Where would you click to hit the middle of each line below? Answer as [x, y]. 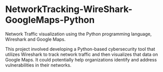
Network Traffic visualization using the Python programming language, [78, 34]
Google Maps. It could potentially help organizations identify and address [81, 59]
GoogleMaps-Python [50, 20]
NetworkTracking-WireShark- [69, 9]
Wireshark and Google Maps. [35, 39]
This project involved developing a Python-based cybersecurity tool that [80, 49]
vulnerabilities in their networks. [38, 65]
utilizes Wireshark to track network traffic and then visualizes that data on [82, 54]
